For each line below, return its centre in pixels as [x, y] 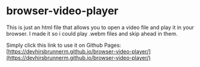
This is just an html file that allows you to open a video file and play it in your [100, 27]
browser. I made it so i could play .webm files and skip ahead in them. [92, 33]
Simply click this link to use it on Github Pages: [64, 45]
